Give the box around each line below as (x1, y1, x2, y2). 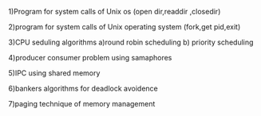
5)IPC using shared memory (8, 68, 101, 78)
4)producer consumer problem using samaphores (8, 53, 172, 62)
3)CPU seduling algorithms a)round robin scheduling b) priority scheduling (8, 37, 254, 47)
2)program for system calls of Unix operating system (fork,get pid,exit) (8, 22, 241, 31)
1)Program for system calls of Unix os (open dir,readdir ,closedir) (8, 7, 221, 16)
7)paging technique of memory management (8, 99, 156, 108)
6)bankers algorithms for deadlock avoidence (8, 83, 158, 93)
